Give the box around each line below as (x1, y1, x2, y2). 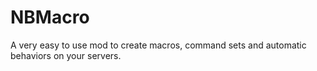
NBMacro (10, 6, 90, 29)
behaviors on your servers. (10, 49, 122, 61)
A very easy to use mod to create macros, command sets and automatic (10, 39, 307, 51)
